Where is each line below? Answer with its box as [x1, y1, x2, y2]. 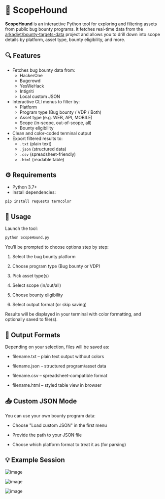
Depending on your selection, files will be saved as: [5, 344, 110, 350]
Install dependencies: [12, 189, 56, 195]
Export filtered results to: [12, 136, 63, 141]
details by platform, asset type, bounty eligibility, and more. [5, 37, 126, 43]
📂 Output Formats [5, 331, 61, 339]
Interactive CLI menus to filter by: [12, 98, 80, 104]
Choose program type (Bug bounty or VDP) [12, 263, 100, 269]
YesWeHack [19, 83, 44, 89]
